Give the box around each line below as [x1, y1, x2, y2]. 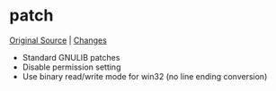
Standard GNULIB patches [22, 52, 120, 62]
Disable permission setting [22, 62, 121, 72]
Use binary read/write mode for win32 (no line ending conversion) [22, 70, 268, 81]
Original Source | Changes [9, 35, 108, 45]
